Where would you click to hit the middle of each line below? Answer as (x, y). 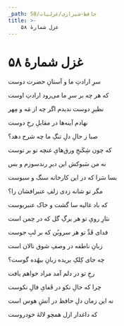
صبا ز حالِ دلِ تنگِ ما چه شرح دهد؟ (53, 136)
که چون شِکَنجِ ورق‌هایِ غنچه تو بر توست (60, 150)
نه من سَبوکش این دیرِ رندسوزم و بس (57, 164)
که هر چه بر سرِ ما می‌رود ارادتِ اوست (58, 95)
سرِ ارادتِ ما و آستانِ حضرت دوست (55, 81)
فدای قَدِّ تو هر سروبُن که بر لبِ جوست (58, 232)
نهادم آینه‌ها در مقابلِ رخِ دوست (48, 123)
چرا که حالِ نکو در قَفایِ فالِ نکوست (55, 287)
